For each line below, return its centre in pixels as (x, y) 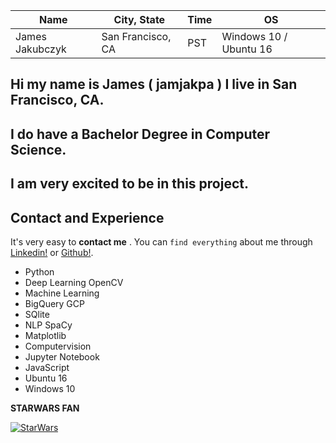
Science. (38, 149)
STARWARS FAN (45, 408)
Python (39, 271)
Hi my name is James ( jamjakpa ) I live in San (154, 84)
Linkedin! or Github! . (52, 252)
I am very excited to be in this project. (129, 184)
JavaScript (47, 367)
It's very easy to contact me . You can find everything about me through (161, 241)
